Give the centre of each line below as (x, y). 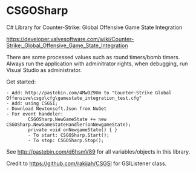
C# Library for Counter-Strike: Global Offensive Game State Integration (94, 27)
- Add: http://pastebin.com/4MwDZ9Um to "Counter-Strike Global (89, 93)
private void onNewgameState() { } (73, 130)
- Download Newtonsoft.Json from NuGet (57, 109)
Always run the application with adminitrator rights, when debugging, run (97, 64)
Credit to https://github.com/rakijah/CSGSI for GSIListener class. (87, 163)
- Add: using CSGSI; (32, 103)
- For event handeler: (35, 114)
